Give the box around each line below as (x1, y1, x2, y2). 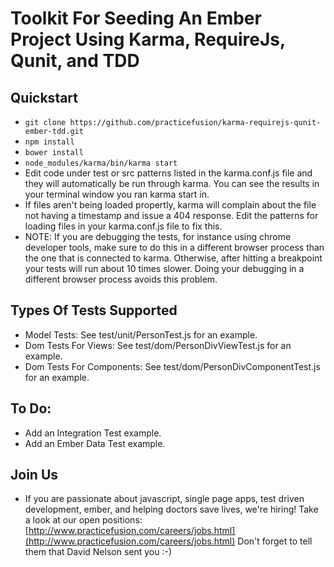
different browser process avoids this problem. (24, 273, 218, 285)
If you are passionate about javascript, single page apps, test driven (24, 493, 305, 505)
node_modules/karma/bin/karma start (24, 158, 178, 168)
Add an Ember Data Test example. (24, 437, 166, 449)
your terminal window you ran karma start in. (24, 188, 210, 200)
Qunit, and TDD (10, 50, 140, 72)
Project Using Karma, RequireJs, (10, 28, 286, 51)
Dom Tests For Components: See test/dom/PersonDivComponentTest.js (24, 360, 321, 372)
